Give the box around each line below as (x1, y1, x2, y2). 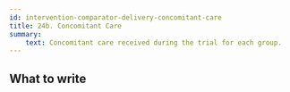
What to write (9, 71, 87, 86)
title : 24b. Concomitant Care (9, 21, 123, 30)
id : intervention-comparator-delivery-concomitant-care (9, 13, 222, 22)
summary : (9, 29, 42, 38)
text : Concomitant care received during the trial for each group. (25, 38, 282, 47)
